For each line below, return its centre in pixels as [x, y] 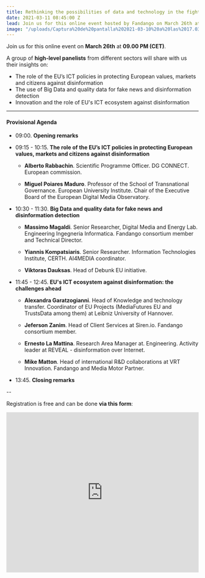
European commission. [53, 172]
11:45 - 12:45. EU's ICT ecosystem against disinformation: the [94, 282]
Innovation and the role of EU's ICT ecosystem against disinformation [103, 103]
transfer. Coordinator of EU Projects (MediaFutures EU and [98, 307]
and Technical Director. [53, 240]
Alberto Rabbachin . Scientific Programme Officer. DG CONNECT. [106, 166]
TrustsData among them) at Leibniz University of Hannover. [99, 313]
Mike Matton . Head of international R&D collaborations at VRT [102, 362]
